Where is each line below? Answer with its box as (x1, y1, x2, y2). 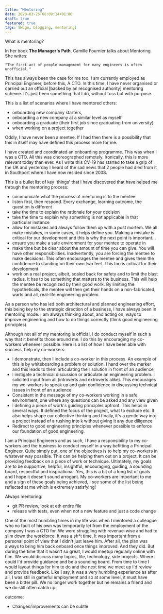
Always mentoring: (5, 494, 43, 499)
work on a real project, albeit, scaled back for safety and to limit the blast (12, 271, 158, 277)
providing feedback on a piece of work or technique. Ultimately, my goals (5, 459, 152, 464)
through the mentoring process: (5, 184, 69, 190)
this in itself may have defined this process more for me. (5, 139, 117, 146)
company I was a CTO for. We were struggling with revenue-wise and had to (5, 528, 158, 534)
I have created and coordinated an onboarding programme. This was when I (5, 149, 157, 155)
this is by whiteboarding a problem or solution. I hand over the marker (12, 361, 151, 367)
